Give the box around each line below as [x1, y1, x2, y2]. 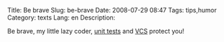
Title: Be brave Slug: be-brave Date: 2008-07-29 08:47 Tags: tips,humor [7, 6, 217, 14]
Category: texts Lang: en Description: [7, 13, 116, 22]
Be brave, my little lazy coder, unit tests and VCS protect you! [7, 27, 185, 35]
